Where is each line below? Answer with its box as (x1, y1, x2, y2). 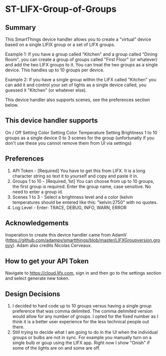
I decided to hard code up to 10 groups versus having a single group (12, 303, 152, 309)
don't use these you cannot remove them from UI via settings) (5, 140, 132, 146)
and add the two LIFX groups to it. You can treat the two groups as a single (5, 62, 158, 67)
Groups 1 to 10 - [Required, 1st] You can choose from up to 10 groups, (12, 178, 155, 184)
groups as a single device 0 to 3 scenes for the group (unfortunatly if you (5, 135, 155, 141)
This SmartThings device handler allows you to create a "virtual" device (5, 36, 151, 42)
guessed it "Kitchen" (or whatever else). (5, 87, 87, 93)
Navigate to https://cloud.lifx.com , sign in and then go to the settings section (5, 270, 162, 276)
